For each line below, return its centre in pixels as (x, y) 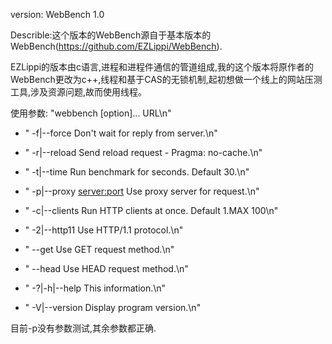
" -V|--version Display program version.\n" (113, 307)
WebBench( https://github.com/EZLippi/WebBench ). (116, 46)
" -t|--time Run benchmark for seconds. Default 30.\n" (137, 172)
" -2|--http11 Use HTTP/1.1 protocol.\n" (104, 230)
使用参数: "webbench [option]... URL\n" (91, 113)
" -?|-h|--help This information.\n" (95, 288)
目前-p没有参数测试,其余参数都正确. (83, 328)
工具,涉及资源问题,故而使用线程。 (79, 92)
